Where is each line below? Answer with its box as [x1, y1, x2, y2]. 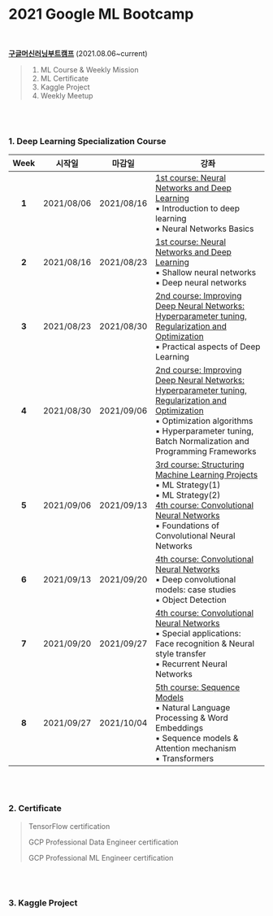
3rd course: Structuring [155, 459, 245, 470]
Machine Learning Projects [155, 469, 258, 481]
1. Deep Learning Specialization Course [8, 135, 167, 146]
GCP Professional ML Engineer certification [28, 853, 174, 862]
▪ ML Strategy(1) [155, 479, 221, 491]
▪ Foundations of [155, 520, 220, 531]
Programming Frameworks [155, 446, 258, 457]
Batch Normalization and [155, 436, 249, 447]
